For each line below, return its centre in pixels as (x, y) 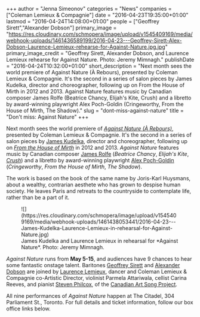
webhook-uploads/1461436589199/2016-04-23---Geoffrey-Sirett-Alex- (94, 40)
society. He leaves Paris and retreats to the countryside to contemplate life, (99, 191)
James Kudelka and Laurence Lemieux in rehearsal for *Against (100, 241)
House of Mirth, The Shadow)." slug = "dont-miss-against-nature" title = (95, 111)
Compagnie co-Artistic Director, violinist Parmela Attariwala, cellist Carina (96, 278)
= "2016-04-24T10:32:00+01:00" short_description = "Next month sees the (99, 66)
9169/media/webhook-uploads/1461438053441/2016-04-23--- (99, 222)
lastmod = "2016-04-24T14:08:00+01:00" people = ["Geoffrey (83, 21)
